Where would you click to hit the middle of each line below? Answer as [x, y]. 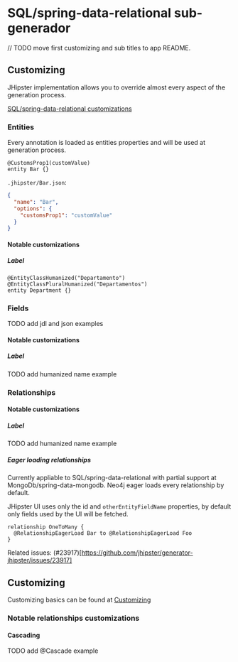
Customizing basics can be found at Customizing [79, 599]
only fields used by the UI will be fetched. [68, 514]
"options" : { [33, 208]
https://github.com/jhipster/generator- [137, 553]
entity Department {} [39, 290]
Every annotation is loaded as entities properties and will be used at [107, 143]
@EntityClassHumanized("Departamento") [66, 278]
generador [39, 28]
